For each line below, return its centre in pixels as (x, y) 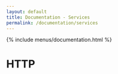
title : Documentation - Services (48, 17)
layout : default (26, 12)
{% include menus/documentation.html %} (59, 40)
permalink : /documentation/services (52, 23)
